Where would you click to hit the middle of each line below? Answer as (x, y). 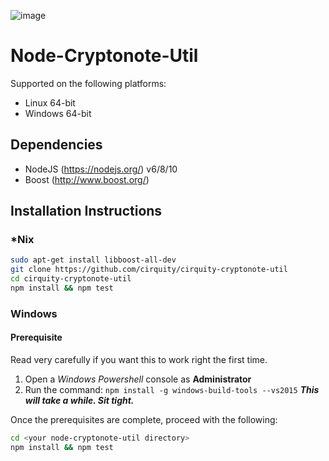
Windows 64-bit (58, 113)
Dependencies (56, 145)
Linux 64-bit (50, 102)
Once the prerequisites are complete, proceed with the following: (144, 420)
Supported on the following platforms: (88, 83)
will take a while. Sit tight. (79, 401)
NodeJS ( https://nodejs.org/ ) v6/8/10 (101, 169)
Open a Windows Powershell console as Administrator (138, 379)
